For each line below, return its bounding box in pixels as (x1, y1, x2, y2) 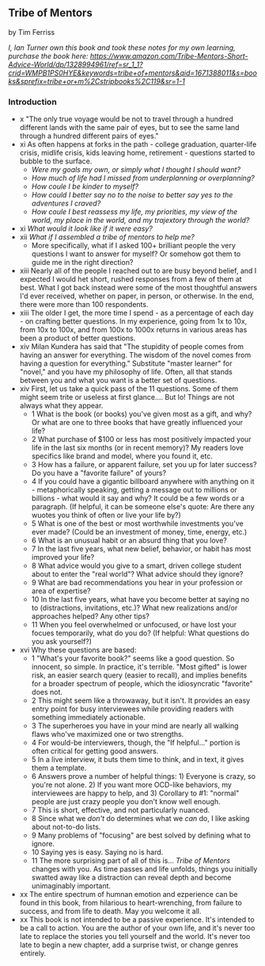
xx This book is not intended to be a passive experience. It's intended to (19, 915, 255, 925)
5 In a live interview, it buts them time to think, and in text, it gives (31, 755, 244, 765)
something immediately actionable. (31, 713, 146, 723)
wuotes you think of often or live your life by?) (31, 511, 182, 520)
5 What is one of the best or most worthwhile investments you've (31, 519, 244, 528)
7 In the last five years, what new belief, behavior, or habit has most (31, 544, 252, 554)
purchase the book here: (8, 51, 89, 60)
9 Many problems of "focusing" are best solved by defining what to (31, 830, 251, 840)
